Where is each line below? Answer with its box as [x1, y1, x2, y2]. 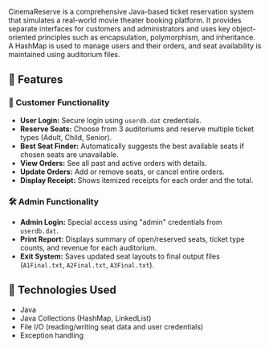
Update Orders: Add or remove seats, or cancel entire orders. [19, 167, 225, 176]
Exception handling [19, 330, 84, 340]
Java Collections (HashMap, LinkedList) [19, 313, 152, 323]
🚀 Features [8, 72, 63, 87]
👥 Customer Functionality [8, 97, 110, 108]
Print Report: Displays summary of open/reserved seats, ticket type [19, 234, 245, 244]
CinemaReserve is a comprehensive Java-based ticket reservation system [8, 7, 255, 16]
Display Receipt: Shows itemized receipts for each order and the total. [19, 175, 254, 184]
